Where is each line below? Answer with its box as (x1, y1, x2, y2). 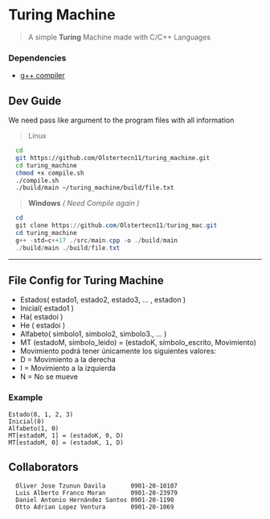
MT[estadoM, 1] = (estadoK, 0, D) (8, 431, 125, 439)
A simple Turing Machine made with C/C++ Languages (27, 32, 211, 42)
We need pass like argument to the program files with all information (8, 115, 235, 126)
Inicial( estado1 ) (19, 303, 75, 313)
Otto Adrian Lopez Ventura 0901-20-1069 (15, 503, 174, 511)
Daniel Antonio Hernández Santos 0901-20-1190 (15, 496, 174, 504)
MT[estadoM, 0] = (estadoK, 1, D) (8, 439, 125, 447)
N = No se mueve (19, 372, 79, 381)
